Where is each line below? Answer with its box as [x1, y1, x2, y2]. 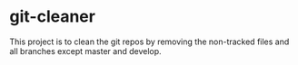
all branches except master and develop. [9, 45, 162, 56]
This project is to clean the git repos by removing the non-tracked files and [9, 36, 290, 47]
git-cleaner [9, 6, 95, 27]
